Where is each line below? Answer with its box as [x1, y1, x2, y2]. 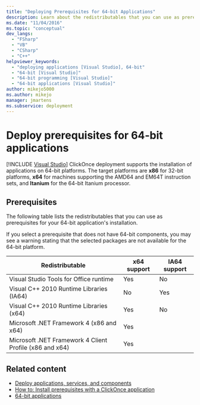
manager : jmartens [6, 97, 52, 103]
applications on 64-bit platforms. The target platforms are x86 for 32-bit [6, 167, 183, 175]
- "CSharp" [11, 48, 39, 54]
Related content [6, 364, 67, 374]
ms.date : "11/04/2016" [6, 20, 62, 26]
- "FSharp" [11, 36, 39, 42]
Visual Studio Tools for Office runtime [9, 275, 114, 283]
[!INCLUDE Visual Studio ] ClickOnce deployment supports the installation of [6, 161, 192, 168]
